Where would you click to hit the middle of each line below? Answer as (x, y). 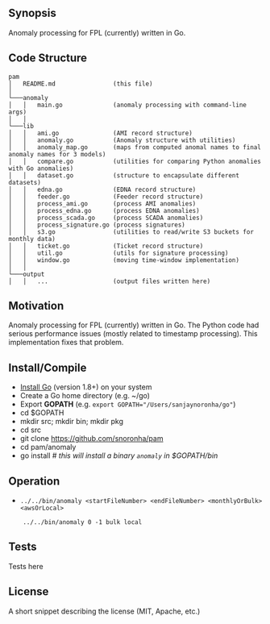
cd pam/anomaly (48, 447)
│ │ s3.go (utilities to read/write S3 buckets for (131, 232)
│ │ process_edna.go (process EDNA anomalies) (104, 210)
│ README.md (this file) (81, 84)
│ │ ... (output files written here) (110, 281)
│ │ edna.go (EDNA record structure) (102, 189)
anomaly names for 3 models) (57, 154)
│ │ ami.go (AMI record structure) (101, 133)
